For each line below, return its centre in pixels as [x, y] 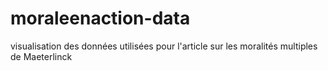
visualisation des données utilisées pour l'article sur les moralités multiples [164, 46]
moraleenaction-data [100, 18]
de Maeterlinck [41, 56]
